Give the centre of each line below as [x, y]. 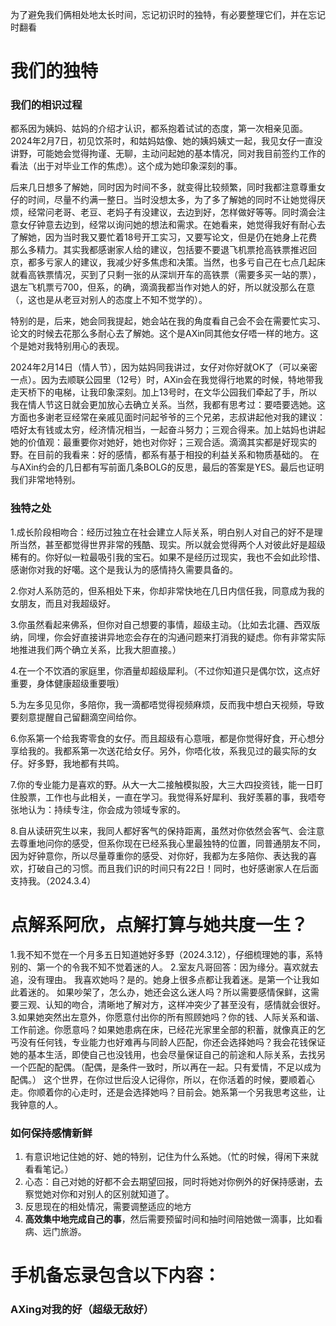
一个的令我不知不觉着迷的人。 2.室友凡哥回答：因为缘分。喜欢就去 [181, 967]
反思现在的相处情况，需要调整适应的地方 [108, 1207]
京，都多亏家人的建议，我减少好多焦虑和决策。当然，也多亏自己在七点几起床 [168, 262]
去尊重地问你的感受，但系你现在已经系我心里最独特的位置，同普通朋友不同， [168, 843]
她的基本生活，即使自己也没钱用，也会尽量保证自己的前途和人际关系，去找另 [168, 1054]
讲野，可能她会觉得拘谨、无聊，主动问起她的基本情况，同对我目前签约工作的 [168, 154]
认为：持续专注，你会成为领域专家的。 [106, 809]
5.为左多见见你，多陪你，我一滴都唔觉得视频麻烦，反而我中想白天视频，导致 [167, 704]
